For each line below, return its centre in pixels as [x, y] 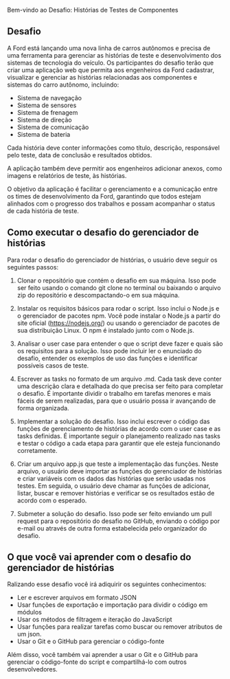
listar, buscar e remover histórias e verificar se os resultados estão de [116, 493]
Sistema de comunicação [53, 127]
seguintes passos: [33, 267]
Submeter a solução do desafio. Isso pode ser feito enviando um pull [114, 513]
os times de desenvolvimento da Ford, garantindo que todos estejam [104, 196]
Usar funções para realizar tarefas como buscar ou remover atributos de [120, 627]
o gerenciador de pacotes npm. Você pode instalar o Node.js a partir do [119, 315]
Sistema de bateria [44, 134]
